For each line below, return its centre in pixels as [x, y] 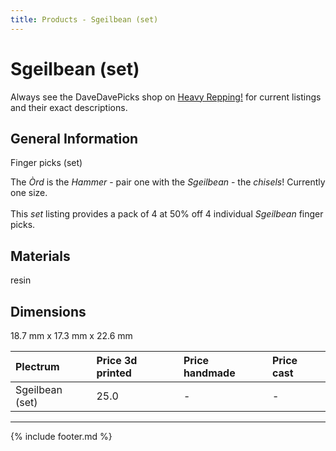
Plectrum [37, 366]
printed [114, 373]
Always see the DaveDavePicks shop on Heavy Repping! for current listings [166, 97]
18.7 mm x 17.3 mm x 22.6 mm [71, 335]
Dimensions [48, 311]
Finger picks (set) [46, 163]
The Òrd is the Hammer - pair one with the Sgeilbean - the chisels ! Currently [168, 182]
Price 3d [117, 360]
